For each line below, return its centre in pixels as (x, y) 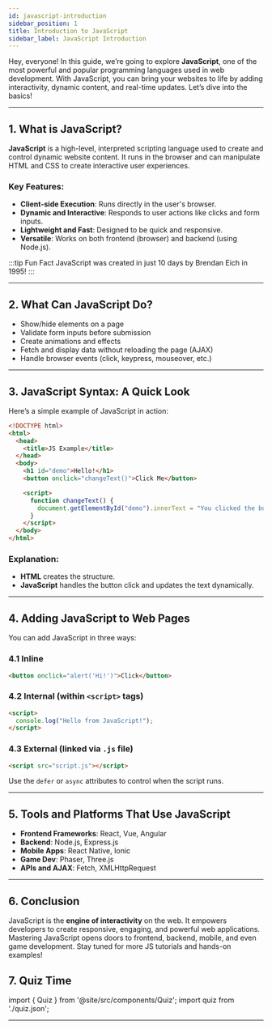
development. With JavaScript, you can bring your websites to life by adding (136, 79)
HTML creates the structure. (68, 576)
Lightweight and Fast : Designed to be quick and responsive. (121, 230)
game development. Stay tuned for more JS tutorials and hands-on (120, 946)
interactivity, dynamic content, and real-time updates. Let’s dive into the (128, 87)
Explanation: (34, 559)
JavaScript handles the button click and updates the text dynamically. (137, 585)
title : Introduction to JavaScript (68, 31)
